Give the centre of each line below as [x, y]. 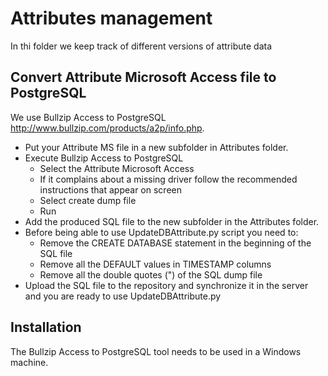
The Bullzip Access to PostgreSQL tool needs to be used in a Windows [156, 351]
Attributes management [111, 18]
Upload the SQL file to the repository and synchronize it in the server [166, 285]
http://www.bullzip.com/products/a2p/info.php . [107, 128]
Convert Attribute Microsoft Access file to [143, 77]
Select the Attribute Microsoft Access [117, 168]
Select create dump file [88, 200]
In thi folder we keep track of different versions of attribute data [141, 46]
